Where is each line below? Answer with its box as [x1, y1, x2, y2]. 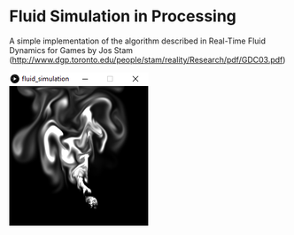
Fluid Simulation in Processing [9, 6, 237, 27]
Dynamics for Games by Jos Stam [9, 44, 134, 55]
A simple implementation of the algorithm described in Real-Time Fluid [9, 35, 267, 46]
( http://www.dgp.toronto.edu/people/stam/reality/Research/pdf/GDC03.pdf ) [9, 54, 286, 65]
